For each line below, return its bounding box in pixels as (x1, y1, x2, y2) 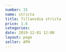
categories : (5, 26, 30, 31)
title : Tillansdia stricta (5, 16, 61, 21)
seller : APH (5, 40, 30, 45)
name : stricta (5, 12, 35, 17)
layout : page (5, 35, 32, 40)
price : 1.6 (5, 21, 28, 26)
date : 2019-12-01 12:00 (5, 30, 55, 35)
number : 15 (5, 7, 28, 12)
